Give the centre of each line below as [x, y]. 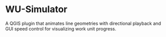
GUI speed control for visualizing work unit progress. [61, 28]
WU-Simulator [36, 9]
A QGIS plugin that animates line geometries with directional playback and [83, 23]
